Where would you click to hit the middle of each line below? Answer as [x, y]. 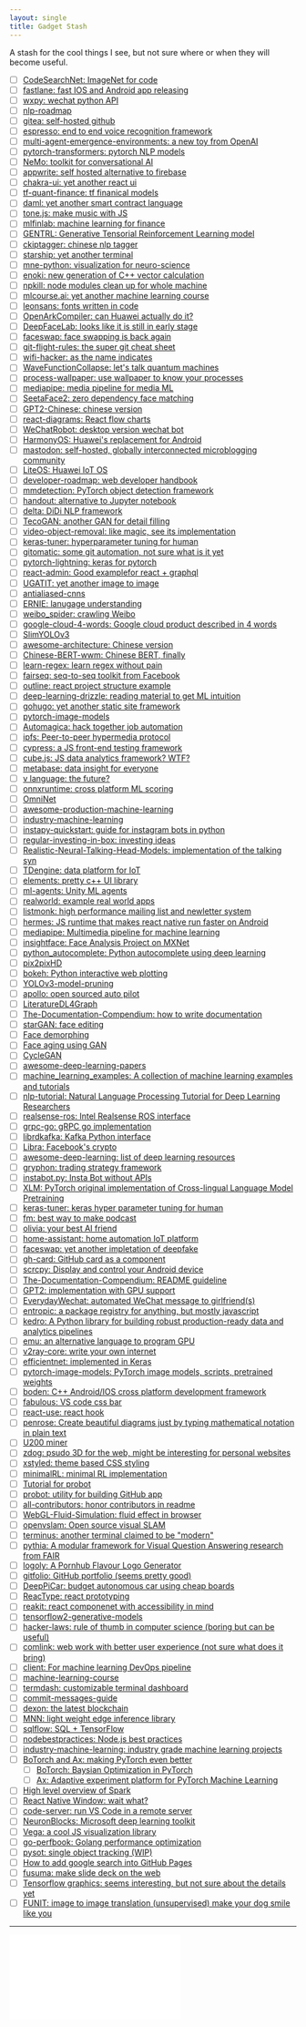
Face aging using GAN [65, 1045]
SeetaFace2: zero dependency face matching [108, 398]
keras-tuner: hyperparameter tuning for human [110, 542]
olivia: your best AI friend [70, 1228]
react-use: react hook [63, 1412]
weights [37, 1382]
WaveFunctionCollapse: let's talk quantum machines [121, 368]
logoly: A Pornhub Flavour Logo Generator [102, 1565]
